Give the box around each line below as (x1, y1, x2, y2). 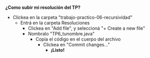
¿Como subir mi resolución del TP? (5, 5, 81, 10)
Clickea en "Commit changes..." (43, 42, 110, 48)
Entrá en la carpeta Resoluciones (20, 20, 90, 26)
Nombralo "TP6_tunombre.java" (28, 31, 95, 36)
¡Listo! (51, 47, 65, 53)
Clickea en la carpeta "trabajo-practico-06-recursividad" (12, 14, 133, 20)
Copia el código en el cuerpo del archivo (35, 36, 121, 42)
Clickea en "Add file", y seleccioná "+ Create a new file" (28, 25, 145, 31)
